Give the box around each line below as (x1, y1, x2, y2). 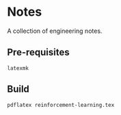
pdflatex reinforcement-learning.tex (7, 101, 115, 108)
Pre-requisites (7, 47, 70, 58)
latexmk (7, 64, 29, 72)
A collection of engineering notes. (7, 27, 103, 35)
